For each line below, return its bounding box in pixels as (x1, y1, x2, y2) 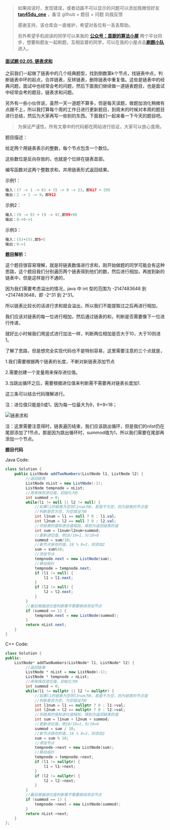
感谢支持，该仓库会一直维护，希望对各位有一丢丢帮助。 (17, 22, 133, 28)
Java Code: (5, 457, 29, 463)
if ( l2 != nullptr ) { (34, 773, 80, 778)
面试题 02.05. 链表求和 (5, 58, 53, 64)
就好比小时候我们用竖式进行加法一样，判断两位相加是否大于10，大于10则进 (5, 331, 161, 337)
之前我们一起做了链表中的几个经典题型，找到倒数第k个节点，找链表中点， (5, 71, 158, 77)
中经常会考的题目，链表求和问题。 (5, 89, 76, 95)
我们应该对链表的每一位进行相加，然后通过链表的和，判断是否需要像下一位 (5, 314, 160, 320)
